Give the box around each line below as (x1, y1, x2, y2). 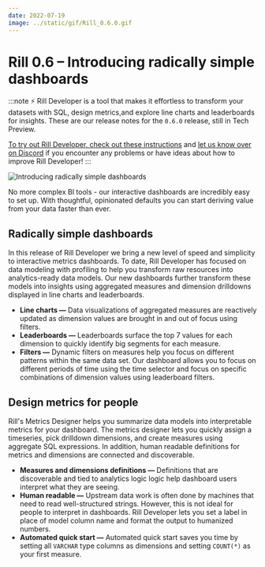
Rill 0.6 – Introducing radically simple (8, 53, 255, 71)
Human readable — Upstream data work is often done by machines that (19, 491, 254, 501)
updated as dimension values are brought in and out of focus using (19, 314, 238, 323)
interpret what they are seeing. (19, 482, 120, 492)
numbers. (19, 524, 51, 534)
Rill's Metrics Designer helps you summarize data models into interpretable (8, 417, 252, 426)
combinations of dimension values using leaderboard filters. (19, 372, 215, 382)
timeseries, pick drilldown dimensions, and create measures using (8, 433, 223, 443)
